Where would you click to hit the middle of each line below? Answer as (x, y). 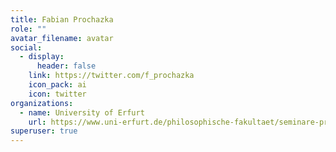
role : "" (28, 29)
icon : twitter (57, 94)
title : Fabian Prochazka (62, 19)
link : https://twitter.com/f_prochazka (111, 76)
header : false (66, 66)
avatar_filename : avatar (62, 38)
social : (26, 47)
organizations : (42, 103)
